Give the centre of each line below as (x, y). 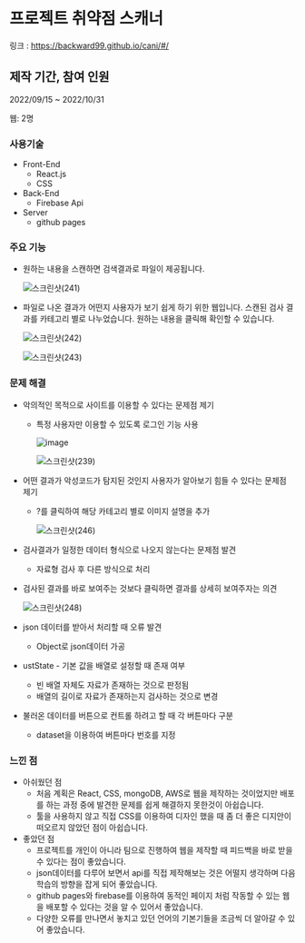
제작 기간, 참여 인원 (59, 77)
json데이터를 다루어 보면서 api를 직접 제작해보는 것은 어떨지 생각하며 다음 (166, 872)
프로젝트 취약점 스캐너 (86, 19)
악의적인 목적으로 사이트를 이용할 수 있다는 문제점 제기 (118, 404)
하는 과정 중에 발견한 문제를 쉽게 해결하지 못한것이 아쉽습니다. (155, 804)
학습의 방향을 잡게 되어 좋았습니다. (97, 884)
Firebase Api (60, 203)
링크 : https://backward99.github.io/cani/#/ (89, 45)
